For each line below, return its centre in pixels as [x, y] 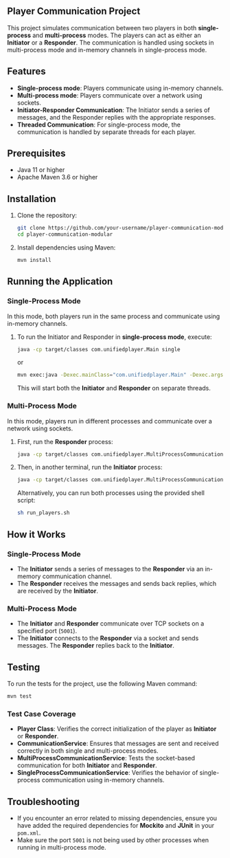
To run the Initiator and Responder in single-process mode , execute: [114, 337]
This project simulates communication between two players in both [102, 27]
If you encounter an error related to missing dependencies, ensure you [117, 818]
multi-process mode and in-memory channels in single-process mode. [107, 49]
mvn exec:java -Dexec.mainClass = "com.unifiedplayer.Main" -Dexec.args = [122, 375]
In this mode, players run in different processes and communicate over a [110, 421]
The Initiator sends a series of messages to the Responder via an [110, 569]
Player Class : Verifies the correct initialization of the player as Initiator [117, 729]
